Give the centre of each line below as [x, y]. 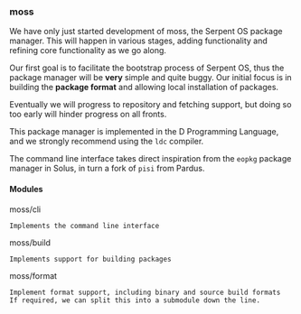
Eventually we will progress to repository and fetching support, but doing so [150, 105]
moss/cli [25, 209]
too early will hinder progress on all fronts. [88, 115]
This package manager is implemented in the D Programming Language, [144, 132]
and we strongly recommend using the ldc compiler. [107, 142]
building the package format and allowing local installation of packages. [144, 88]
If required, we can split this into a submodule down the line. [135, 300]
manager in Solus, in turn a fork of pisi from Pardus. [107, 169]
